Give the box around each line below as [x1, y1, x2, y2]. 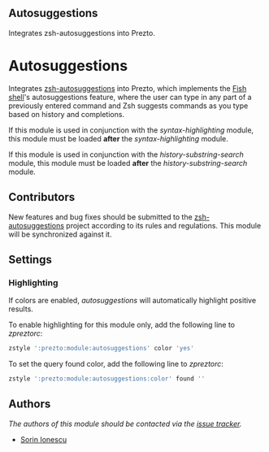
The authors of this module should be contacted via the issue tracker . [8, 419, 242, 428]
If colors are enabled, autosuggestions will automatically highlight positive [8, 296, 257, 306]
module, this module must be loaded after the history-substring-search [8, 158, 248, 167]
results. [8, 304, 34, 314]
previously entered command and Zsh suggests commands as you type [8, 101, 249, 111]
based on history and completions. [8, 109, 124, 119]
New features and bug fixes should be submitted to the [8, 211, 193, 222]
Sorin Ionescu [20, 434, 67, 444]
